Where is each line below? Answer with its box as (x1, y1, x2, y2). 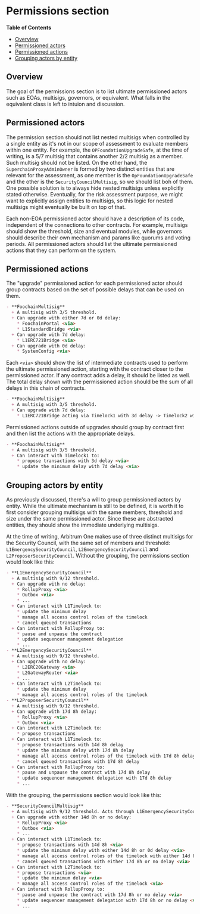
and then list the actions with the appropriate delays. (6, 430, 135, 437)
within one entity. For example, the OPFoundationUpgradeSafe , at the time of (6, 146, 189, 153)
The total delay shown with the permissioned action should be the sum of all (6, 378, 193, 386)
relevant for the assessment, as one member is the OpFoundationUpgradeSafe (6, 171, 193, 179)
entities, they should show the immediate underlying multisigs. (6, 521, 160, 528)
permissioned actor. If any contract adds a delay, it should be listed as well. (6, 372, 190, 379)
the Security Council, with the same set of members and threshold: (6, 539, 171, 546)
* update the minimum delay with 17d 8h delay (17, 747, 135, 753)
